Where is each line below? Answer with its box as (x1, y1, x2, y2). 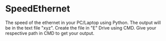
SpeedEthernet (5, 3, 70, 14)
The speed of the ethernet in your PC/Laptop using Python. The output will (5, 19, 161, 25)
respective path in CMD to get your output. (5, 30, 95, 36)
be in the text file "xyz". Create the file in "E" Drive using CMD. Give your (5, 24, 156, 30)
